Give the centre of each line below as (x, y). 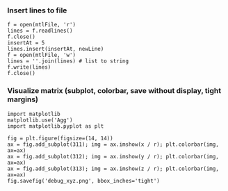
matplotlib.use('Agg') (40, 120)
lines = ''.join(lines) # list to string (68, 61)
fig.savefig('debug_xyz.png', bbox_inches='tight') (83, 181)
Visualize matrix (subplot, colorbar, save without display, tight (114, 91)
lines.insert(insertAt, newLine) (56, 49)
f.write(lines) (29, 67)
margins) (23, 99)
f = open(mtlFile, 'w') (42, 55)
